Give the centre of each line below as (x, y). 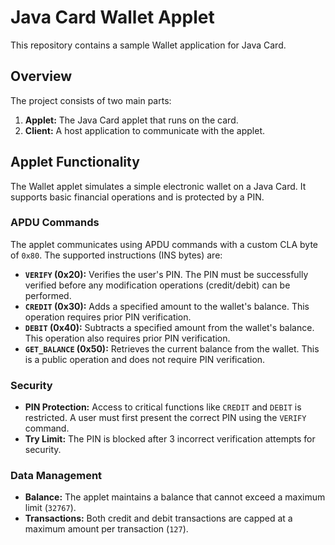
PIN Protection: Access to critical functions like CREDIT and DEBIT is (163, 407)
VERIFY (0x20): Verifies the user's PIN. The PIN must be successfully (166, 274)
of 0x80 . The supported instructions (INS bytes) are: (116, 255)
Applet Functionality (75, 162)
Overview (41, 76)
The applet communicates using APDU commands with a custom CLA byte (164, 244)
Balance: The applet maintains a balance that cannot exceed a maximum (175, 497)
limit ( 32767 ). (50, 508)
